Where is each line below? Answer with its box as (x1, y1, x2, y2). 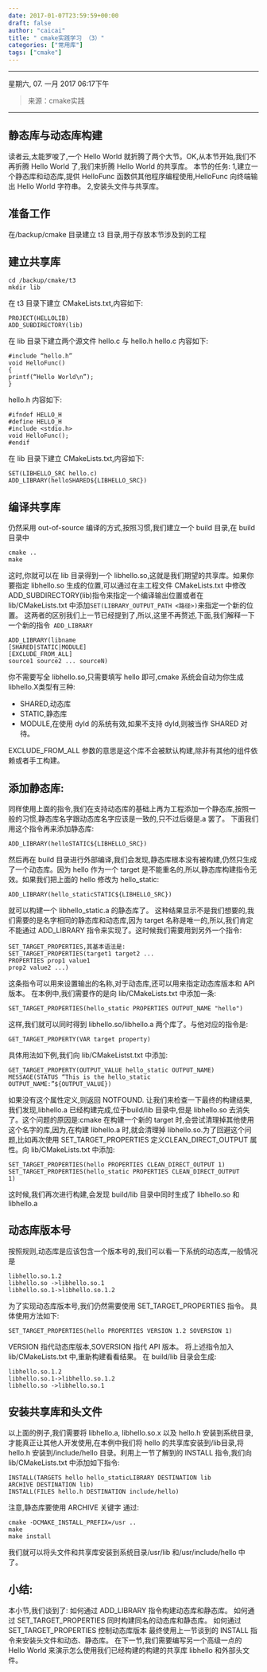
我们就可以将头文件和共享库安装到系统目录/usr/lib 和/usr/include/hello (8, 1547, 237, 1557)
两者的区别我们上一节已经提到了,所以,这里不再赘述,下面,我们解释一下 (30, 611, 256, 620)
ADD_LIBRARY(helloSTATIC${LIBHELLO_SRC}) (8, 840, 148, 848)
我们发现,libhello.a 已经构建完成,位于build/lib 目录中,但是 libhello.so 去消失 (8, 1105, 250, 1115)
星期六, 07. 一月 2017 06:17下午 (8, 79, 110, 88)
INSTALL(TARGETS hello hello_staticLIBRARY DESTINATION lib (8, 1474, 212, 1482)
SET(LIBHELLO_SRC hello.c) (8, 470, 98, 478)
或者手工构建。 (14, 756, 64, 765)
